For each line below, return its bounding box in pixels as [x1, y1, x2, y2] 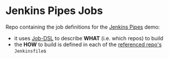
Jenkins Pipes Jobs [5, 4, 103, 18]
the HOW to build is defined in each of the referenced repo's [14, 41, 162, 48]
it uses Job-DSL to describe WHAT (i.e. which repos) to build [14, 34, 164, 41]
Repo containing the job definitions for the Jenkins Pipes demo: [5, 23, 160, 30]
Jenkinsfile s [14, 47, 47, 54]
